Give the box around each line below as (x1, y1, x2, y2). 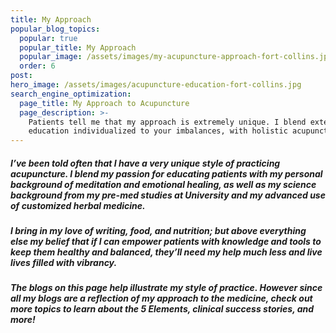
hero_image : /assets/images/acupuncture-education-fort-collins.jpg (10, 80, 302, 90)
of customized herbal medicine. (10, 199, 146, 211)
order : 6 (19, 61, 56, 71)
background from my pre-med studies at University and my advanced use (10, 189, 326, 201)
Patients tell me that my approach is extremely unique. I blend (28, 117, 307, 127)
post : (10, 71, 33, 81)
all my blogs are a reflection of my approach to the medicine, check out (10, 292, 313, 305)
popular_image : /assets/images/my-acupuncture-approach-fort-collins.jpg (19, 52, 333, 62)
